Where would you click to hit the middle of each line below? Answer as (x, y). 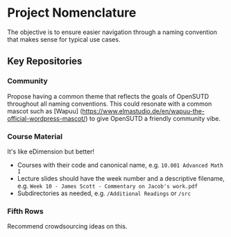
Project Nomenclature (72, 13)
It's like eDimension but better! (51, 152)
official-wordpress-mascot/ (46, 118)
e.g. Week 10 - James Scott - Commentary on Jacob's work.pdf (108, 186)
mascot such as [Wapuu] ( (45, 111)
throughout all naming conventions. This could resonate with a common (110, 104)
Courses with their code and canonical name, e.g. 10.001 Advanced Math (120, 165)
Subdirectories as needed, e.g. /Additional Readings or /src (104, 193)
